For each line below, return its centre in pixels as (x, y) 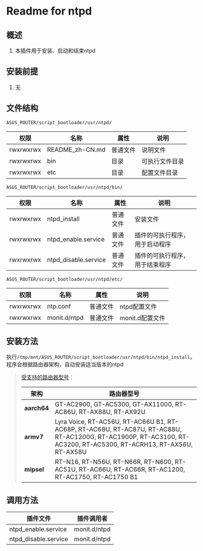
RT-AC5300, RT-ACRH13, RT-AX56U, (137, 444)
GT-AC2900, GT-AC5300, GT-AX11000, (114, 404)
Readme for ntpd (49, 11)
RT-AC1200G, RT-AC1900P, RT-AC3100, (116, 437)
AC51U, (66, 469)
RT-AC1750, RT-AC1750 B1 (96, 477)
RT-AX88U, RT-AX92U (112, 412)
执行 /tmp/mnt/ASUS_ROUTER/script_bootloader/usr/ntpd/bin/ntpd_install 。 (101, 357)
